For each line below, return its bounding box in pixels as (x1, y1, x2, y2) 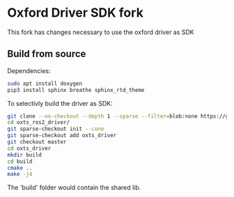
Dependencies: (7, 66, 51, 74)
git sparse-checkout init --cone (7, 125, 104, 133)
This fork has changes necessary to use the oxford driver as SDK (7, 28, 195, 36)
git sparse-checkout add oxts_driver (7, 132, 117, 139)
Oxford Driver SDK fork (7, 5, 144, 21)
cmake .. (7, 164, 33, 171)
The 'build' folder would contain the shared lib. (7, 183, 141, 192)
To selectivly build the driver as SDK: (7, 99, 113, 107)
